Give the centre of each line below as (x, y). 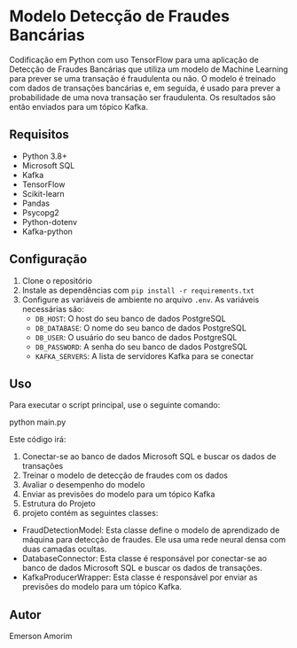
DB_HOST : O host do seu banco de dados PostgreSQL (130, 318)
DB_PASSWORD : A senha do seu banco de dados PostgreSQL (141, 347)
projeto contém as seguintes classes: (90, 513)
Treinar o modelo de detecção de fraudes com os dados (125, 475)
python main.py (38, 422)
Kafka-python (47, 231)
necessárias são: (53, 308)
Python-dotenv (50, 222)
